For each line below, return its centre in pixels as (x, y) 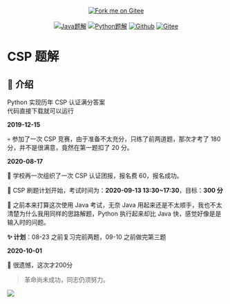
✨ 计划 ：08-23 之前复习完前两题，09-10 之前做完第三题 (87, 237)
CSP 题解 (33, 57)
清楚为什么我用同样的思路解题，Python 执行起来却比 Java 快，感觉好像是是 (114, 213)
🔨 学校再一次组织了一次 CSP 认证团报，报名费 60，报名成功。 (95, 175)
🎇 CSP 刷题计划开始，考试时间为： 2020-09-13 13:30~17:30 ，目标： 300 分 (115, 190)
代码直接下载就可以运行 (40, 111)
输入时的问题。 (28, 222)
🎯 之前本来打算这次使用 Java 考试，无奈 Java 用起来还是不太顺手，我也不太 (115, 205)
